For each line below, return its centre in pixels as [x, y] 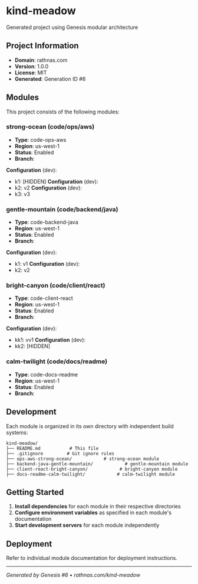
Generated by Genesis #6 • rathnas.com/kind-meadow [73, 575]
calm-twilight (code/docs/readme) [57, 361]
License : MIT [31, 73]
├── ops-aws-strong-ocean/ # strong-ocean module [83, 459]
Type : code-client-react [44, 298]
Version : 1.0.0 [32, 66]
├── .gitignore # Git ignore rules [60, 454]
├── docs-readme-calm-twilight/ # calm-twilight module [91, 474]
